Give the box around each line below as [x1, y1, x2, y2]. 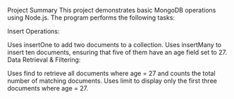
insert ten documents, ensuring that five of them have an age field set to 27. [7, 48, 228, 56]
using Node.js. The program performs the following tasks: [7, 13, 175, 22]
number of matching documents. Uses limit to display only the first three [7, 77, 217, 85]
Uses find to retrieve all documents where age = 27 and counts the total [7, 70, 216, 77]
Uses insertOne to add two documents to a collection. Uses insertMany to [7, 41, 222, 48]
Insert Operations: [7, 27, 60, 35]
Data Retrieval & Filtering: [7, 55, 81, 64]
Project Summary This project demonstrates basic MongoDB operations [7, 6, 216, 14]
